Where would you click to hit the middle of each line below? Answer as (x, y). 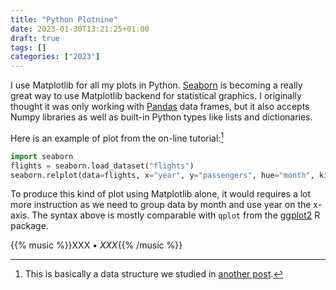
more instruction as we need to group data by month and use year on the (161, 205)
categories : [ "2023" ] (55, 57)
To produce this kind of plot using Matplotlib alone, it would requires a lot (161, 194)
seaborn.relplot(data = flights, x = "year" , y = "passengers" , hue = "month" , (162, 175)
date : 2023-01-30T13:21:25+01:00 (80, 29)
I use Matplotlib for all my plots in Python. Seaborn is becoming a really (156, 85)
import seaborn (42, 156)
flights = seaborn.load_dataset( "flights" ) (102, 166)
